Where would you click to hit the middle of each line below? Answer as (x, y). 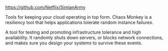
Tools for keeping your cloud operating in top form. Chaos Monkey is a (79, 17)
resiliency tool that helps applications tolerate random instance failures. (79, 22)
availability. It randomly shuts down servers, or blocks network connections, (84, 38)
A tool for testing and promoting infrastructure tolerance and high (73, 32)
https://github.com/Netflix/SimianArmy (45, 7)
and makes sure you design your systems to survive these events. (74, 43)
